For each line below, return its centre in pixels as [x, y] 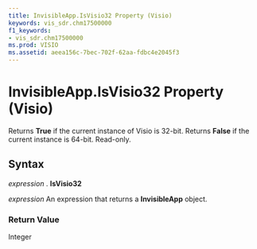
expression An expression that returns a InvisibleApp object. [108, 199]
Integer [20, 237]
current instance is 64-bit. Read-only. [70, 139]
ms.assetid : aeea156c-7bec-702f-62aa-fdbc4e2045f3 [94, 53]
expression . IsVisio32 [45, 183]
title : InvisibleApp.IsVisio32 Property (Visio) [90, 16]
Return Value [34, 220]
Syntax [26, 164]
